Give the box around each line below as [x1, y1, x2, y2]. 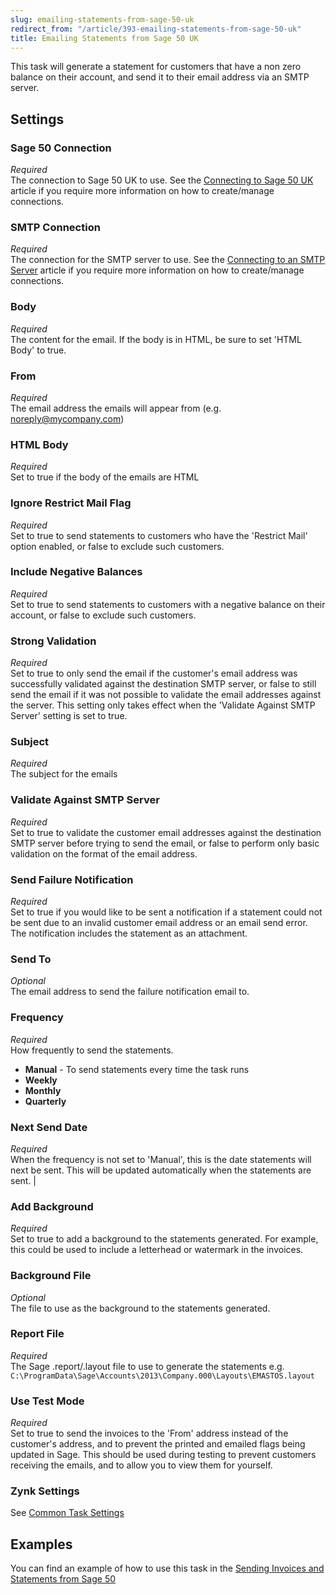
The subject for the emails [10, 768, 118, 780]
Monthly [24, 1084, 62, 1096]
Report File [10, 1327, 65, 1341]
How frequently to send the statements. [10, 1044, 174, 1056]
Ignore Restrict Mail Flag [10, 496, 132, 510]
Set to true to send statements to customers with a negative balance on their [10, 598, 326, 610]
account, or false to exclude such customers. [10, 609, 197, 621]
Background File [10, 1269, 92, 1283]
